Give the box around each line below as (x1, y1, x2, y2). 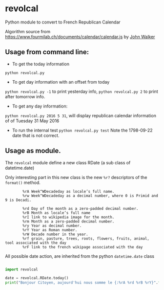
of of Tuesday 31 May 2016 (5, 118, 60, 124)
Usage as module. (5, 147, 61, 155)
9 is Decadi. (5, 198, 32, 202)
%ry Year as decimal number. (22, 223, 82, 228)
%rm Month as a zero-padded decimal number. (22, 219, 115, 224)
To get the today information (12, 61, 70, 67)
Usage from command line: (5, 48, 89, 56)
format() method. (5, 179, 41, 185)
